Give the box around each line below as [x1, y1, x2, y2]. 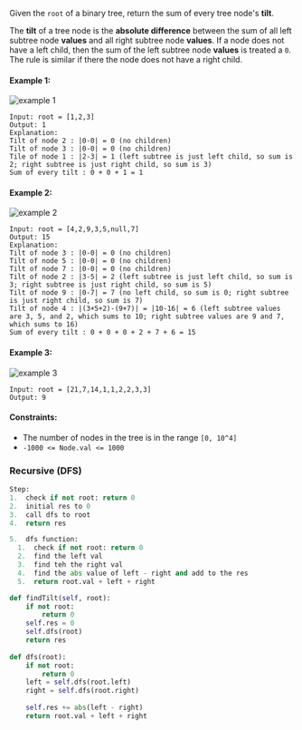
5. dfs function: [9, 535, 79, 544]
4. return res [9, 519, 67, 528]
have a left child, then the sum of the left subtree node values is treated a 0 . [9, 44, 292, 55]
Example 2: [9, 187, 52, 198]
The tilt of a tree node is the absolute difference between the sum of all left [9, 25, 292, 35]
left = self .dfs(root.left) [25, 677, 131, 687]
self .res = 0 [25, 618, 75, 628]
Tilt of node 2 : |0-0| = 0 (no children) [9, 136, 172, 146]
